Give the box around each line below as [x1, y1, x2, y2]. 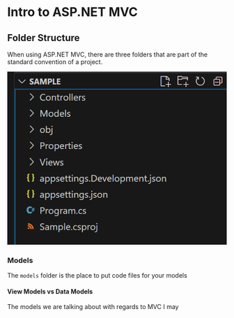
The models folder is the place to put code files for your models [7, 271, 188, 280]
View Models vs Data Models [7, 287, 93, 296]
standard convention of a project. [7, 58, 103, 66]
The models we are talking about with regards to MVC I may [7, 303, 179, 311]
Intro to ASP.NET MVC [7, 4, 138, 20]
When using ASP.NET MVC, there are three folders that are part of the [7, 50, 208, 58]
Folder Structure [7, 32, 80, 44]
